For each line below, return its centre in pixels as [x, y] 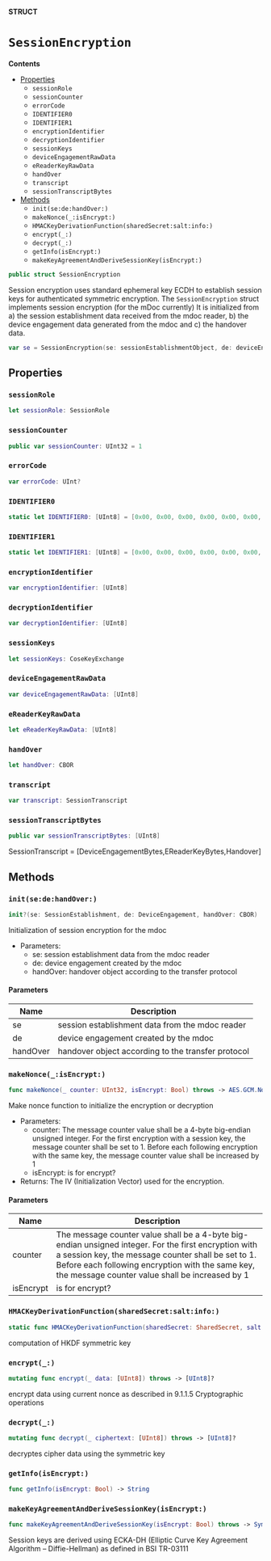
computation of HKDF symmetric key [70, 1343]
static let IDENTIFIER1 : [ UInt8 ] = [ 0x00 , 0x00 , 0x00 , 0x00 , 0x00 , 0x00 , [135, 553]
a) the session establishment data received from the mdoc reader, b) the [129, 315]
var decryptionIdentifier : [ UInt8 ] [68, 623]
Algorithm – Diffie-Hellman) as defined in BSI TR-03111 [98, 1549]
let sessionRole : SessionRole [59, 411]
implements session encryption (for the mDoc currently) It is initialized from [134, 307]
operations [26, 1403]
